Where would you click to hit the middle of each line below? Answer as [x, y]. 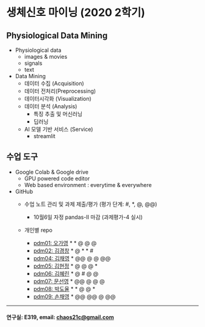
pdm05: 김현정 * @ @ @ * [65, 266]
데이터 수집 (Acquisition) [54, 83]
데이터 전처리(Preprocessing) [60, 91]
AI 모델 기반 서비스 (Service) [59, 129]
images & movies [46, 57]
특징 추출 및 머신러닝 [58, 114]
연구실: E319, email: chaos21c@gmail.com [60, 317]
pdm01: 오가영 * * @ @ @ [65, 243]
